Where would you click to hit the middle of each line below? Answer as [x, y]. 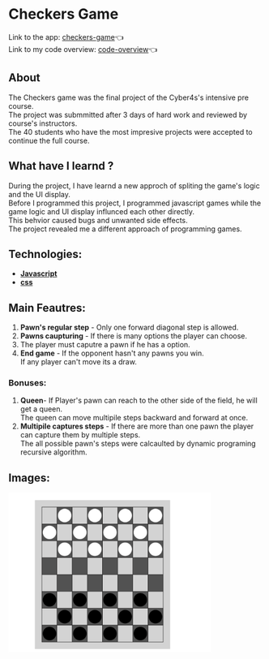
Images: [29, 478]
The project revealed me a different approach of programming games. [125, 229]
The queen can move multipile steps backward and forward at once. [134, 418]
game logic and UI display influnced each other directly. [101, 211]
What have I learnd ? [61, 166]
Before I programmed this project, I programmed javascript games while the [135, 203]
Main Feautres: [47, 308]
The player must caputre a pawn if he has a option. [105, 345]
